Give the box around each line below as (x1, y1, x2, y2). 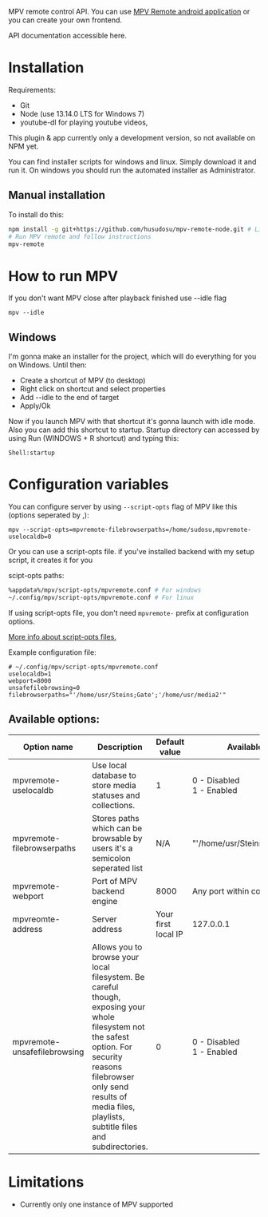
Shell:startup (8, 449, 56, 458)
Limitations (8, 1173, 85, 1191)
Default (156, 736, 185, 747)
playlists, (91, 1111, 125, 1122)
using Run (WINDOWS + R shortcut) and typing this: (8, 434, 179, 443)
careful (91, 981, 119, 993)
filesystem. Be (91, 971, 145, 982)
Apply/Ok (19, 401, 51, 410)
